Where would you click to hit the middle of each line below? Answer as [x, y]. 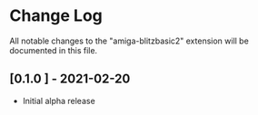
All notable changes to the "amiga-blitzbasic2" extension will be [129, 41]
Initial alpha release [59, 101]
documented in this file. [54, 50]
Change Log [56, 16]
